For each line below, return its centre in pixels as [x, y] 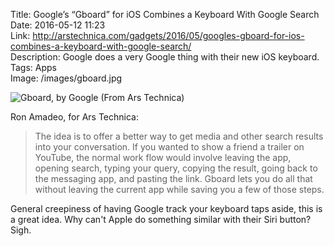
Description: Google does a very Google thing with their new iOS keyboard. [165, 57]
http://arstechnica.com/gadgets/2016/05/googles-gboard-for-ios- [168, 35]
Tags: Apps [34, 67]
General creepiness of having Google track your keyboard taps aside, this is [166, 208]
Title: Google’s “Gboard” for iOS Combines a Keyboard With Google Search [165, 14]
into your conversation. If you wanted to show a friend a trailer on [169, 147]
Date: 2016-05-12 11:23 [58, 25]
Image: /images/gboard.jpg [66, 78]
